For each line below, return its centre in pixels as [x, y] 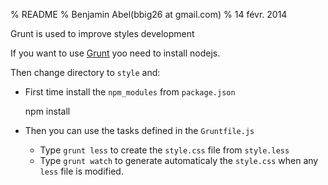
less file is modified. [81, 171]
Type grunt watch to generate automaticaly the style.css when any [179, 160]
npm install [47, 111]
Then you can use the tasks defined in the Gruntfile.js [139, 130]
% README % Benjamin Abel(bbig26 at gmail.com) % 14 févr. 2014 [149, 14]
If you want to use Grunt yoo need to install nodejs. [115, 53]
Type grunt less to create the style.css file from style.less [164, 150]
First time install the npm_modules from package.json [130, 92]
